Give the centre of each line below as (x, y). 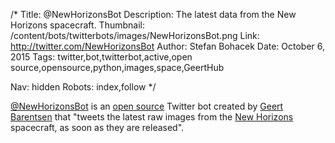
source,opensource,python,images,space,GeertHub (117, 67)
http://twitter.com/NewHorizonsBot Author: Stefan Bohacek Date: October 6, (168, 46)
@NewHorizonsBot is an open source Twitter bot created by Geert (147, 106)
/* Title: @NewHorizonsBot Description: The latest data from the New (153, 14)
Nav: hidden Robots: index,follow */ (83, 87)
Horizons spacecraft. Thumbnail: (77, 25)
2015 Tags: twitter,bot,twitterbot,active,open (101, 57)
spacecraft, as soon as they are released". (97, 127)
